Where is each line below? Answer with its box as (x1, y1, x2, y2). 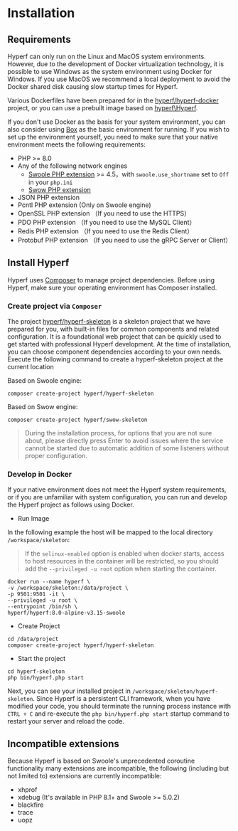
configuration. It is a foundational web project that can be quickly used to (7, 332, 222, 341)
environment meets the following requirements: (7, 140, 146, 149)
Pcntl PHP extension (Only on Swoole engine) (17, 201, 151, 209)
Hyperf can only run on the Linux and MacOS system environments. (7, 52, 206, 60)
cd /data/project (7, 635, 59, 643)
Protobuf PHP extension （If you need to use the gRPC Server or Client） (17, 236, 232, 244)
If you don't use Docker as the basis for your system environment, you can (7, 117, 226, 126)
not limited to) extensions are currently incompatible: (7, 772, 162, 780)
